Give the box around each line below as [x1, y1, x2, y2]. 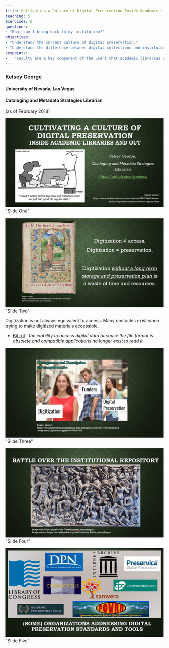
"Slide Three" [5, 438, 33, 444]
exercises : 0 [5, 19, 33, 24]
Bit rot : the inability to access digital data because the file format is [12, 333, 153, 339]
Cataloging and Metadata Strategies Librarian [5, 97, 103, 103]
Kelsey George [5, 73, 42, 80]
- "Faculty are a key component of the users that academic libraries [5, 56, 161, 61]
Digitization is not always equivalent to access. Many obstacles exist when [5, 318, 160, 324]
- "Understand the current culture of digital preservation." [5, 40, 138, 45]
